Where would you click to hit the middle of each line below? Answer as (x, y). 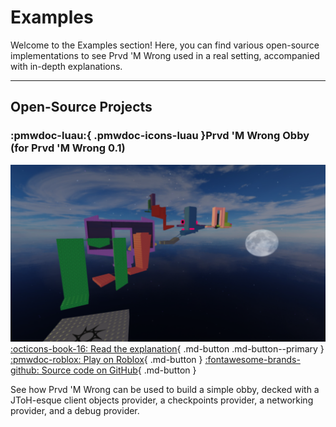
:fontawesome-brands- (252, 360)
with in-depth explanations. (66, 66)
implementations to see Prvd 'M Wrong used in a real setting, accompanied (165, 55)
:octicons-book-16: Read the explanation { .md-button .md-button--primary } (167, 349)
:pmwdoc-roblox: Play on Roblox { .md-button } (106, 360)
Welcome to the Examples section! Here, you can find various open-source (165, 45)
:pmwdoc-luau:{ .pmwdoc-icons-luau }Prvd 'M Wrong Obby (160, 136)
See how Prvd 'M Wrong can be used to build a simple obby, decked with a (165, 390)
